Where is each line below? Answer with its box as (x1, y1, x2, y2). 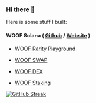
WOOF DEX (14, 67, 43, 75)
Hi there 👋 (6, 5, 35, 13)
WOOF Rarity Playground (14, 45, 76, 52)
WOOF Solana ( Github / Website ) (6, 32, 91, 39)
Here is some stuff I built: (6, 19, 67, 26)
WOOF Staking (14, 79, 51, 86)
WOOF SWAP (14, 56, 48, 63)
